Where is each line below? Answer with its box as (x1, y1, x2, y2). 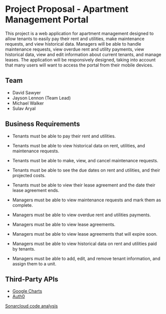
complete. (12, 202, 33, 208)
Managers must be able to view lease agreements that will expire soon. (12, 231, 158, 237)
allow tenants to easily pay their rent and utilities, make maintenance (5, 36, 145, 42)
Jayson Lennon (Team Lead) (12, 95, 71, 101)
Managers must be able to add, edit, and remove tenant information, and (12, 255, 161, 261)
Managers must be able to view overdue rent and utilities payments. (12, 212, 151, 218)
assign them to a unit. (12, 260, 56, 266)
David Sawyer (12, 89, 41, 95)
